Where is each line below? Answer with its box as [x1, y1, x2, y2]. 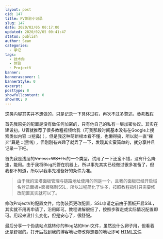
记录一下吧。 [5, 146, 31, 151]
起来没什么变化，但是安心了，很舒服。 [17, 212, 95, 218]
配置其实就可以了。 [21, 190, 60, 196]
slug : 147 [5, 20, 25, 26]
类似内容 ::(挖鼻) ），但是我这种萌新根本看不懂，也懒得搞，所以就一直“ [9, 134, 149, 139]
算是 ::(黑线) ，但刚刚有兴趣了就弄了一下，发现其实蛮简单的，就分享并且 [11, 139, 155, 145]
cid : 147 [5, 12, 23, 16]
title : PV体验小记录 [5, 16, 43, 21]
